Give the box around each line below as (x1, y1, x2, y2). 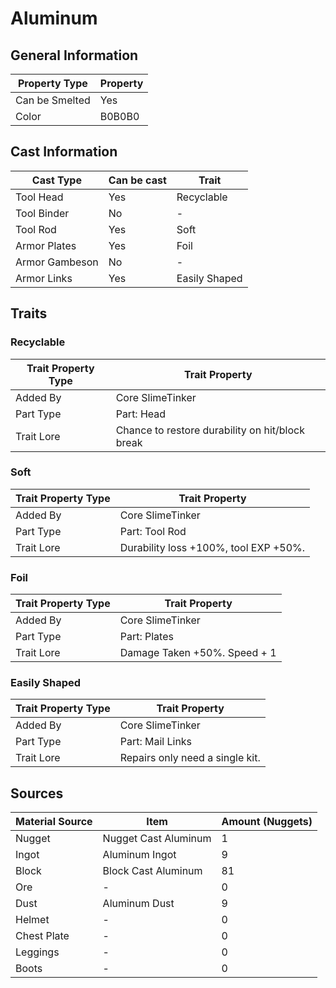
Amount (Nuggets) (221, 815, 313, 829)
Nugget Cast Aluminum (102, 832, 212, 846)
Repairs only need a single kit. (119, 751, 261, 765)
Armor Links (15, 271, 73, 285)
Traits (10, 305, 48, 322)
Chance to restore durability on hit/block (115, 423, 305, 437)
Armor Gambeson (15, 255, 99, 269)
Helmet (15, 913, 50, 927)
